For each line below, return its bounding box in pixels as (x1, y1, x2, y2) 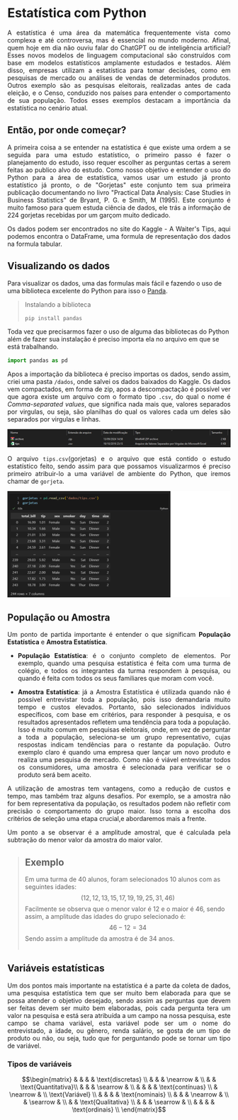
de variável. (7, 1041, 41, 1050)
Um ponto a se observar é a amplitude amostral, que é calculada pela (7, 828, 231, 837)
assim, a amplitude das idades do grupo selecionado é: (24, 912, 186, 920)
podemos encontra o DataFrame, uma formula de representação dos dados (7, 232, 231, 240)
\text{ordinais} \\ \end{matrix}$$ (72, 1105, 166, 1114)
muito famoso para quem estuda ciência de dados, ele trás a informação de (7, 203, 231, 212)
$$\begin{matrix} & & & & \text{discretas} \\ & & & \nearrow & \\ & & (21, 1075, 217, 1084)
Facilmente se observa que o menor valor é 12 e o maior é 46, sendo (24, 905, 225, 913)
